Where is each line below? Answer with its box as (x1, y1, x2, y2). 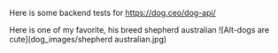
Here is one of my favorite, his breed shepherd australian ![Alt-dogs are (9, 25, 270, 34)
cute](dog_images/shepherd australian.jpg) (9, 34, 167, 44)
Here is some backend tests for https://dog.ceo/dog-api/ (9, 8, 217, 18)
